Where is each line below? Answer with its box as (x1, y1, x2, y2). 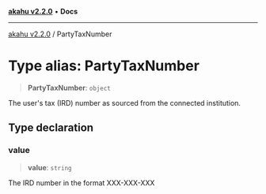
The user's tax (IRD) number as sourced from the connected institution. (8, 98, 241, 107)
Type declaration (8, 121, 93, 135)
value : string (27, 162, 72, 172)
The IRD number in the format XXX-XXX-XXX (8, 177, 155, 188)
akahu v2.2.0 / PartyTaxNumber (8, 29, 112, 39)
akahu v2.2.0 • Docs (8, 7, 78, 16)
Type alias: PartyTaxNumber (8, 57, 200, 75)
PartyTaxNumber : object (27, 83, 111, 92)
